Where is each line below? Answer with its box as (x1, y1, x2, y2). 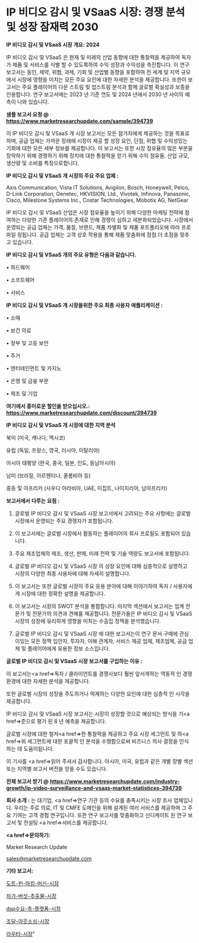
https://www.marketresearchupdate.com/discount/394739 (6, 409, 157, 416)
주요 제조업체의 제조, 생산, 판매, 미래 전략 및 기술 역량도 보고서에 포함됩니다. (14, 550, 191, 557)
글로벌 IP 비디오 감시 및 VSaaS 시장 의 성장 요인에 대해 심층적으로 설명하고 (14, 562, 188, 569)
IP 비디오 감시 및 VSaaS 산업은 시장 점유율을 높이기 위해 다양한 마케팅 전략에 (6, 208, 184, 216)
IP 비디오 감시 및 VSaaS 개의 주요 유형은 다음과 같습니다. (6, 251, 137, 258)
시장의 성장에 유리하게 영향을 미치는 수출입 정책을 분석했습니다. (14, 617, 162, 624)
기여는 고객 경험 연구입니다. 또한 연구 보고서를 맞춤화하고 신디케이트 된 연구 (12, 811, 187, 818)
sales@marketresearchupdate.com (6, 855, 92, 862)
